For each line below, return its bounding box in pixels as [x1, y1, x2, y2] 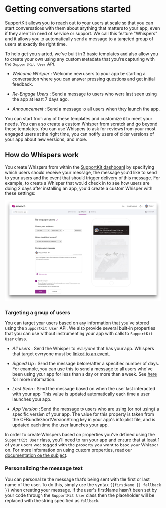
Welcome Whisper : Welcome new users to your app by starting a [12, 70, 146, 76]
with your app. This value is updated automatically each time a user [12, 391, 150, 397]
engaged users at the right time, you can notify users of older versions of [5, 131, 154, 137]
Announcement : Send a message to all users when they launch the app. [12, 106, 160, 112]
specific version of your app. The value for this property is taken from [12, 411, 154, 417]
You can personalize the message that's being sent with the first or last [5, 476, 150, 482]
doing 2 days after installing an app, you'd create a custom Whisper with [5, 185, 153, 191]
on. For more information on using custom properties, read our [5, 447, 132, 453]
